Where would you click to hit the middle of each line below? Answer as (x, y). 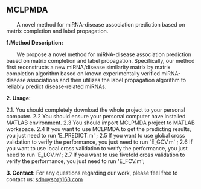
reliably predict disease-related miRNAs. (56, 86)
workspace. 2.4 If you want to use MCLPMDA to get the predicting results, (99, 129)
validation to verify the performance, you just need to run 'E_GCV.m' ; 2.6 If (100, 142)
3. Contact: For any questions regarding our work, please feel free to (92, 173)
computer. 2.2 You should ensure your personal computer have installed (96, 116)
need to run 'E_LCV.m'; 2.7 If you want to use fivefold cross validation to (96, 155)
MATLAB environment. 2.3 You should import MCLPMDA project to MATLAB (101, 123)
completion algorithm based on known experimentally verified (83, 73)
